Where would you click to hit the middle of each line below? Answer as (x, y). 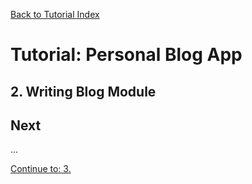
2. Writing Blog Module (83, 91)
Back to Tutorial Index (55, 14)
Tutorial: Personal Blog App (126, 55)
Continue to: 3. (41, 169)
